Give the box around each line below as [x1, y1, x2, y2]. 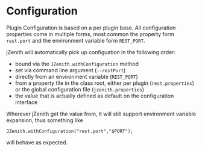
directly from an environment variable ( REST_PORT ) [14, 73, 139, 80]
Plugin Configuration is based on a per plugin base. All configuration [6, 24, 176, 31]
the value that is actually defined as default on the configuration [14, 92, 174, 99]
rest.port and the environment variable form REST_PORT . [6, 37, 146, 44]
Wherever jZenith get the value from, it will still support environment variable [6, 110, 197, 117]
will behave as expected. [6, 138, 68, 146]
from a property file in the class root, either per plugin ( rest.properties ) [14, 79, 195, 87]
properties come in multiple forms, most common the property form [6, 30, 175, 37]
